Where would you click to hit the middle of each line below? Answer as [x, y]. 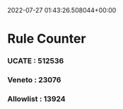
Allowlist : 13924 [36, 98]
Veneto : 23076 [34, 80]
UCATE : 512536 [36, 61]
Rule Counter [47, 39]
